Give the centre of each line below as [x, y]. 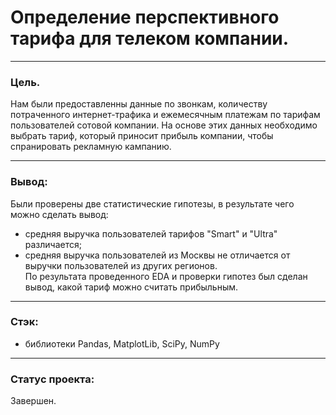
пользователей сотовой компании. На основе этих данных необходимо [164, 125]
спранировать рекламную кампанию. [91, 147]
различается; [53, 244]
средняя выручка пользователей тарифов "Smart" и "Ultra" [151, 233]
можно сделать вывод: [59, 214]
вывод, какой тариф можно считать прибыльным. [131, 287]
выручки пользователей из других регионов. [121, 265]
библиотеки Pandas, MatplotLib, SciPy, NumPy [122, 343]
